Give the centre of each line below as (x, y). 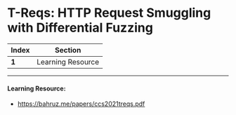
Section (68, 50)
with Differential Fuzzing (80, 28)
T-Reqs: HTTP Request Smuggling (109, 13)
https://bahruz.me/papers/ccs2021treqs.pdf (81, 104)
